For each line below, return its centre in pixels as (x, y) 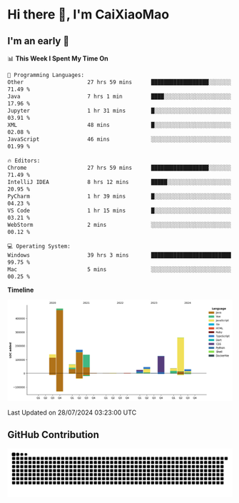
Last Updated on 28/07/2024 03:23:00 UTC (72, 412)
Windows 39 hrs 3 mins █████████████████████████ (119, 255)
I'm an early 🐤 (39, 41)
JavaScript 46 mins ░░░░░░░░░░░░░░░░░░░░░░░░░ (119, 139)
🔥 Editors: (24, 161)
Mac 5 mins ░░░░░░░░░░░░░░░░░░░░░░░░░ (119, 270)
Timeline (21, 290)
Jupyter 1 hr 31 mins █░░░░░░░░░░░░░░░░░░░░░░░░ (119, 111)
